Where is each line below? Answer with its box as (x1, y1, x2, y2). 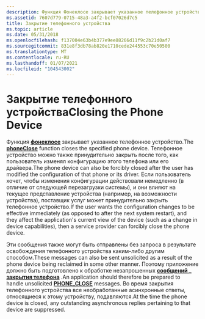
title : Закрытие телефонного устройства (6, 20, 111, 26)
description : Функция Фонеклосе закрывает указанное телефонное (6, 9, 173, 15)
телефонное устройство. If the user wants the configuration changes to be (6, 203, 195, 211)
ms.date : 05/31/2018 (6, 32, 59, 38)
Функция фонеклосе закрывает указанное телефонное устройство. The (6, 138, 194, 145)
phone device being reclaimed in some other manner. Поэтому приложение (6, 260, 199, 268)
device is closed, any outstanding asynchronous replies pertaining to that (6, 299, 191, 307)
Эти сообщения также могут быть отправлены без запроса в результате (6, 241, 196, 248)
